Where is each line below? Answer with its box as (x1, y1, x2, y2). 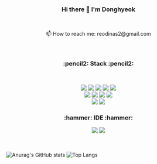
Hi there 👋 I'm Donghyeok (61, 5, 136, 13)
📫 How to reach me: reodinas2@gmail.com (46, 30, 151, 37)
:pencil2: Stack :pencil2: (63, 60, 134, 68)
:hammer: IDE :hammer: (64, 114, 133, 122)
